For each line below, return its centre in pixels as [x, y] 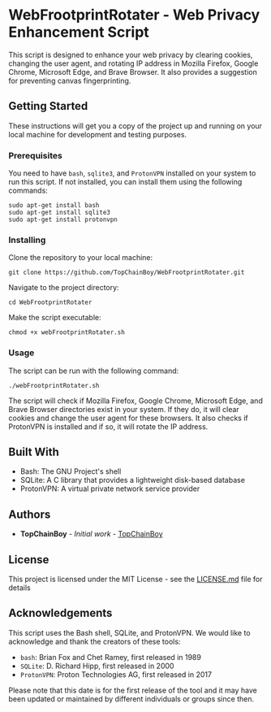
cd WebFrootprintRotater [50, 302]
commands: [28, 191]
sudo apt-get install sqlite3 [60, 213]
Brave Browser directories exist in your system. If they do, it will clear [124, 409]
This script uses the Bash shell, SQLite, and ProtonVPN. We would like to [129, 632]
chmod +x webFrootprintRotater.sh [67, 332]
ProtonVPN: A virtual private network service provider [110, 488]
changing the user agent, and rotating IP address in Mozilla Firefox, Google [133, 63]
